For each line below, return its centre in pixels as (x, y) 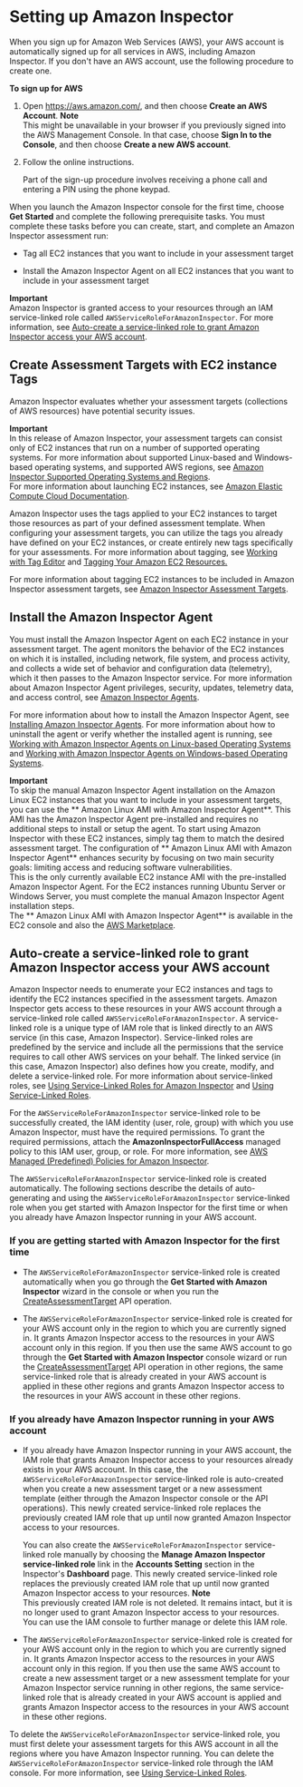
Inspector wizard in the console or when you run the (121, 1291)
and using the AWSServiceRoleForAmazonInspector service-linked (171, 1198)
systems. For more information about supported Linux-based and (131, 457)
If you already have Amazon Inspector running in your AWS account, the (157, 1450)
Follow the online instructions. (78, 161)
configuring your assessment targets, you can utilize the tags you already (146, 532)
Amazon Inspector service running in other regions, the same (137, 1687)
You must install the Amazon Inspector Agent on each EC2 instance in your (149, 639)
